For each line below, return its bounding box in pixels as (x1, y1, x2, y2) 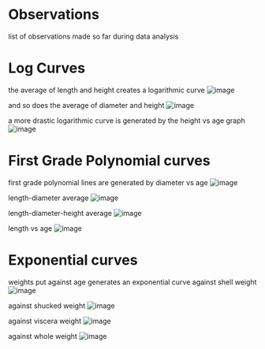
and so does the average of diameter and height (8, 100, 165, 110)
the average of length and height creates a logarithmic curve (8, 85, 205, 95)
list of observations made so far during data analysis (8, 32, 179, 41)
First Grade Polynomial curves (8, 152, 211, 170)
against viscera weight (8, 316, 81, 325)
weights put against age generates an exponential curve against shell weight (8, 277, 257, 287)
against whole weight (8, 331, 77, 340)
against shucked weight (8, 301, 86, 310)
